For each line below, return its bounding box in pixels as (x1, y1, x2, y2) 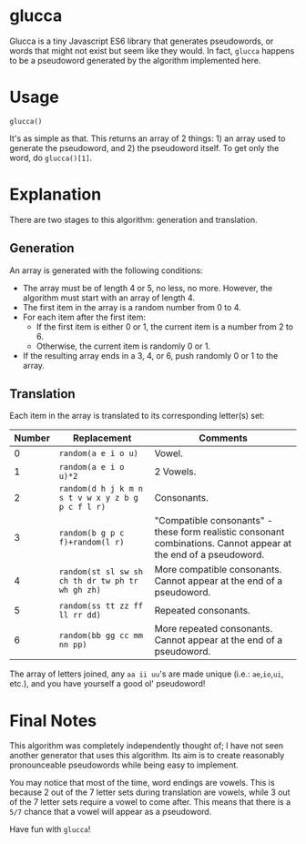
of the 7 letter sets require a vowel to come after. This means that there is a (9, 797, 291, 808)
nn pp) (58, 639, 87, 650)
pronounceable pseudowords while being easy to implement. (9, 759, 239, 770)
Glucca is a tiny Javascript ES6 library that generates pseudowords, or (9, 36, 274, 46)
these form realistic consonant (154, 525, 285, 538)
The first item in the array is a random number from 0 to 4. (22, 301, 241, 312)
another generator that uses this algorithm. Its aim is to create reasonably (9, 750, 285, 761)
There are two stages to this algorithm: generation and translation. (9, 214, 258, 225)
